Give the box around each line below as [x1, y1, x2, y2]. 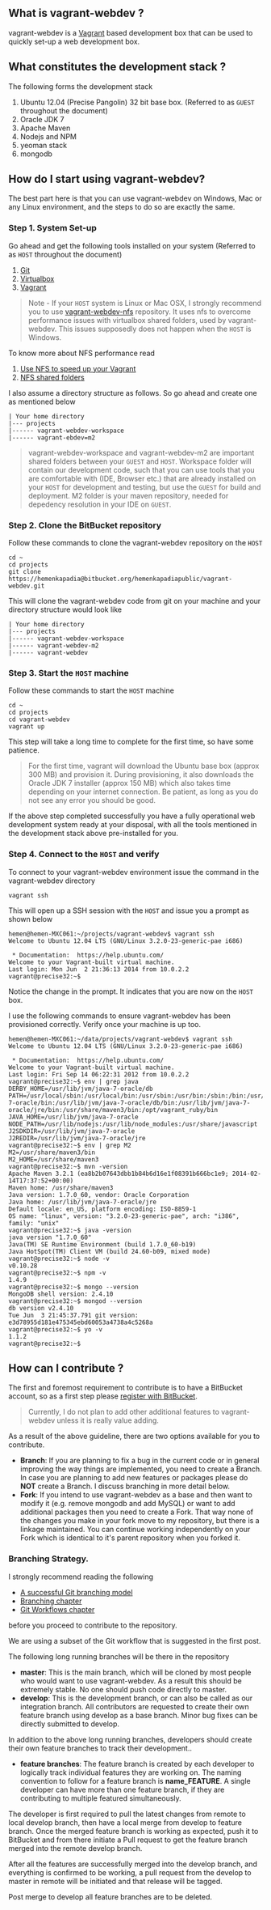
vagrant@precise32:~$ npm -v [8, 1268, 106, 1277]
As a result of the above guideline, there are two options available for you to [8, 1432, 261, 1441]
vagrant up [8, 723, 45, 731]
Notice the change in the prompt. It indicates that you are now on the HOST [8, 987, 254, 996]
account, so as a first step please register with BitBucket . [8, 1391, 198, 1401]
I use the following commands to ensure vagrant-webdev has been [8, 1011, 231, 1021]
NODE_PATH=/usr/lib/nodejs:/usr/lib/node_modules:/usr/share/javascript [8, 1120, 258, 1128]
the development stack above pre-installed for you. [8, 829, 179, 838]
